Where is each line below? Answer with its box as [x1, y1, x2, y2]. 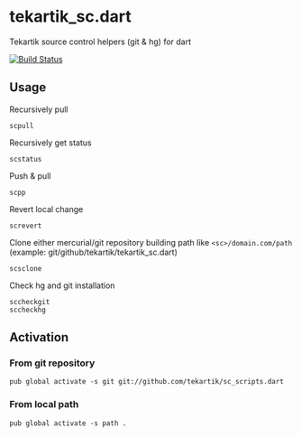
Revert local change [9, 203, 84, 214]
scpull [9, 121, 34, 130]
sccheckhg [9, 305, 47, 314]
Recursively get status [9, 137, 92, 148]
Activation [9, 330, 69, 345]
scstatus [9, 154, 42, 163]
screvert [9, 221, 42, 230]
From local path [9, 398, 79, 411]
